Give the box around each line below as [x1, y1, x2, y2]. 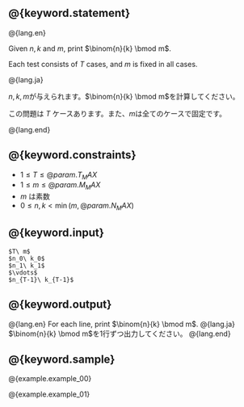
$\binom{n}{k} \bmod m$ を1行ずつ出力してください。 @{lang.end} [8, 329, 232, 338]
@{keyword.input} [8, 226, 105, 240]
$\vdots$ [8, 268, 38, 277]
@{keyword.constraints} [8, 149, 137, 162]
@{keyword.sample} [8, 353, 116, 367]
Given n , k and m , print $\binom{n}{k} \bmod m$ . [8, 44, 171, 53]
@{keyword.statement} [8, 6, 131, 20]
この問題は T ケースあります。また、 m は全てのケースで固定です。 [8, 108, 227, 118]
